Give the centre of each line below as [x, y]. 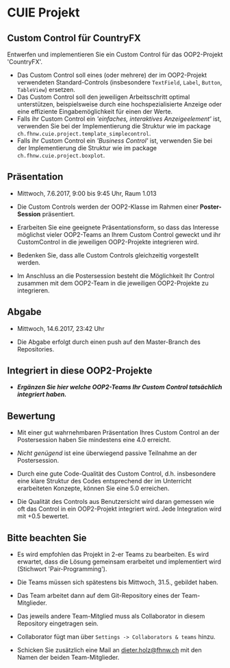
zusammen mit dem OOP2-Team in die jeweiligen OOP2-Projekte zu [113, 283]
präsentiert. [59, 214]
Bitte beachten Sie [47, 538]
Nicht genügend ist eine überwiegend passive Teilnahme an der [107, 453]
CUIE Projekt [43, 13]
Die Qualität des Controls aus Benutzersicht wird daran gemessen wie [115, 502]
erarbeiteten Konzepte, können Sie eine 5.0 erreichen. [93, 488]
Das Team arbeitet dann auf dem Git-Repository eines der [98, 596]
